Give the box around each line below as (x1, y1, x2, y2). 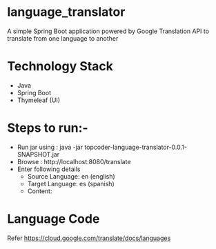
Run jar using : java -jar (17, 143, 84, 151)
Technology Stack (7, 59, 114, 74)
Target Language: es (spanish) (27, 179, 115, 188)
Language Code (7, 211, 100, 226)
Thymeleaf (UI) (17, 96, 61, 104)
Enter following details (17, 165, 81, 173)
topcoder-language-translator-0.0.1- (84, 143, 188, 151)
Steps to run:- (7, 120, 88, 136)
